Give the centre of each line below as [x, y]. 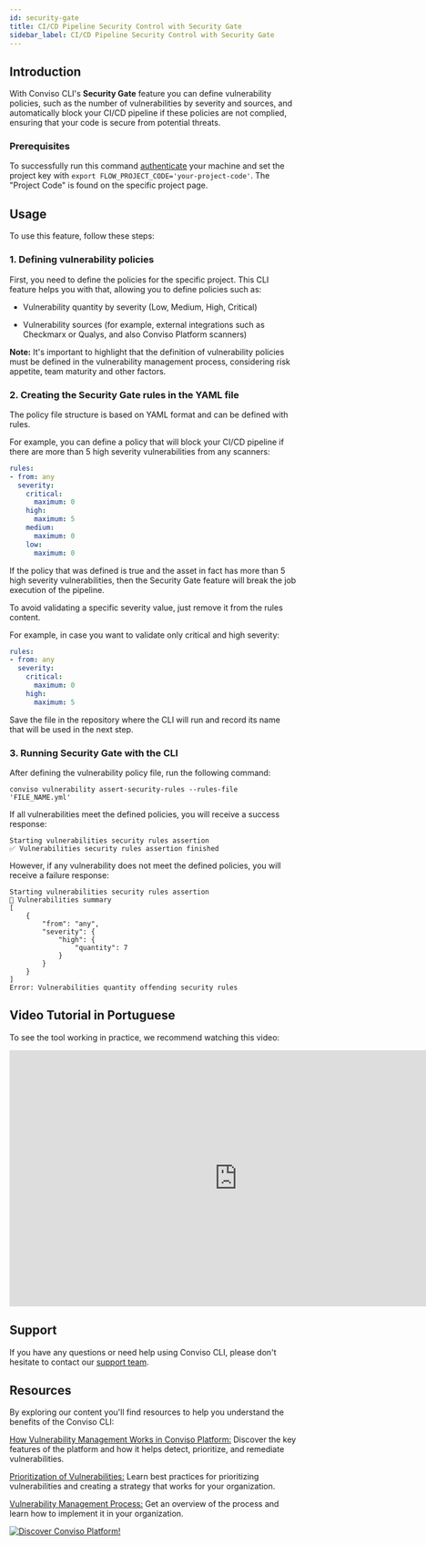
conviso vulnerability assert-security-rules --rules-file [124, 789]
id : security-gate [44, 18]
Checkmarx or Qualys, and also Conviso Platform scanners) [135, 334]
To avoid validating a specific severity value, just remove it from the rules [147, 608]
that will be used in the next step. [71, 729]
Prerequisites [40, 147]
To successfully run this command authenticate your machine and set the [147, 166]
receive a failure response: [59, 875]
